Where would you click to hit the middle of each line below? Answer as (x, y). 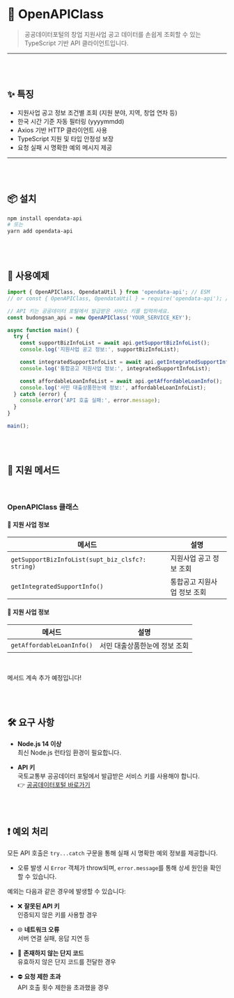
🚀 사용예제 (29, 275)
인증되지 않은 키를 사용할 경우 (57, 914)
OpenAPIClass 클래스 (43, 507)
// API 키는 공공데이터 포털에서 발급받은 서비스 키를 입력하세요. (89, 311)
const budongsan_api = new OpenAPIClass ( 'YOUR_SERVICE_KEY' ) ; (99, 317)
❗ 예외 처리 (28, 832)
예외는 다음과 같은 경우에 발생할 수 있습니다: (67, 891)
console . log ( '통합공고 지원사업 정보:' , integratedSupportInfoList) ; (115, 368)
